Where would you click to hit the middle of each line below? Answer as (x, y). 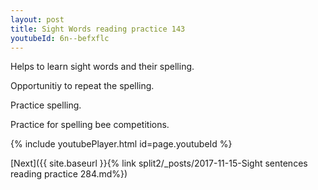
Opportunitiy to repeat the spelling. (82, 86)
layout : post (37, 19)
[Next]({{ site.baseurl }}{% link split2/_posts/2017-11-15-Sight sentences (159, 163)
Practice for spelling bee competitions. (90, 125)
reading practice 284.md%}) (69, 174)
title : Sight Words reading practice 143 (98, 29)
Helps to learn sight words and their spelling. (102, 67)
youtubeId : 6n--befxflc (60, 38)
